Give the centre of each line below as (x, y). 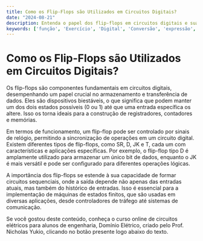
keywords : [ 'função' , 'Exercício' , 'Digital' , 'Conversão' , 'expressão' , (101, 29)
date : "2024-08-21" (31, 17)
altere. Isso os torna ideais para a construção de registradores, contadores (99, 114)
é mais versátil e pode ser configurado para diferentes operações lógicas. (98, 164)
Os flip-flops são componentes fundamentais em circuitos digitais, (89, 88)
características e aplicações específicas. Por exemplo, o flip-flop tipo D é (98, 151)
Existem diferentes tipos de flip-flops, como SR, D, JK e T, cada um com (96, 145)
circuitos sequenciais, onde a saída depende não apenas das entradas (94, 182)
